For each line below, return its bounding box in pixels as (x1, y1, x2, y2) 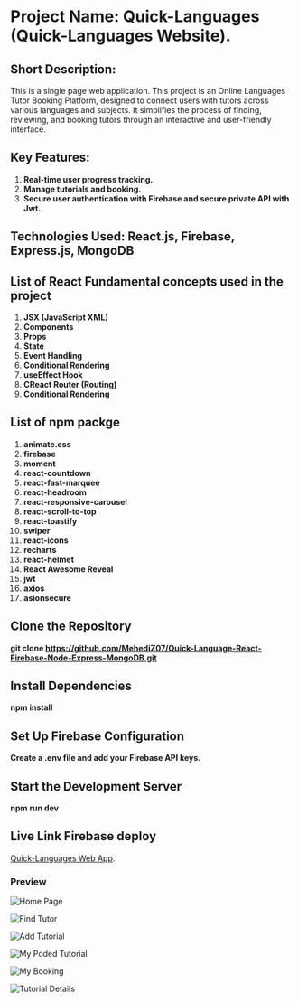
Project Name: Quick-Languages (10, 6, 260, 27)
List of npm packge (10, 415, 121, 430)
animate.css (23, 438, 71, 449)
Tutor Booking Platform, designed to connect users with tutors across (10, 95, 269, 106)
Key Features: (10, 150, 90, 165)
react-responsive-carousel (23, 496, 127, 507)
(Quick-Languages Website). (10, 25, 231, 46)
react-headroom (23, 486, 87, 498)
